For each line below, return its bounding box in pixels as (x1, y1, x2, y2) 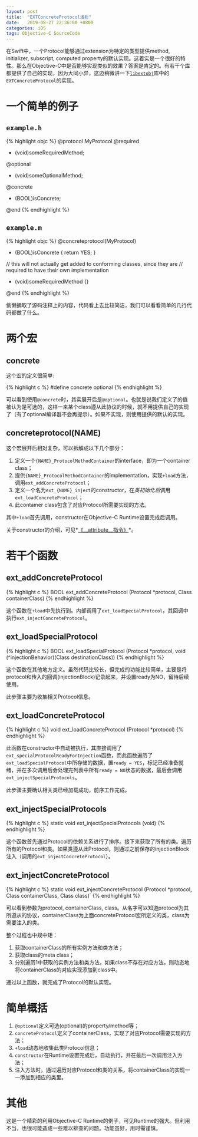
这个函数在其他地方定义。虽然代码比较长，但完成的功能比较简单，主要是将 (6, 665, 187, 673)
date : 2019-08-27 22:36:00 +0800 (6, 19, 94, 25)
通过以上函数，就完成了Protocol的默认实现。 (6, 979, 114, 986)
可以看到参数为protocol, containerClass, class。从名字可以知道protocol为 (6, 904, 184, 911)
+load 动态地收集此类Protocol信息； (14, 1044, 100, 1051)
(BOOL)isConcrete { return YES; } (14, 249, 96, 256)
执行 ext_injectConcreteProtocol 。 (6, 614, 91, 621)
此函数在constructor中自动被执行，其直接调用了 (6, 744, 123, 752)
